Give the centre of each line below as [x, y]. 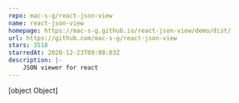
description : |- [35, 61]
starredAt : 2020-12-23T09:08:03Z [64, 53]
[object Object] [33, 90]
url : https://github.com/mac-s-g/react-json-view [93, 38]
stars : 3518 [28, 46]
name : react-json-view [46, 23]
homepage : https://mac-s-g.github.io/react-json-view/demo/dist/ [119, 30]
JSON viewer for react [61, 68]
